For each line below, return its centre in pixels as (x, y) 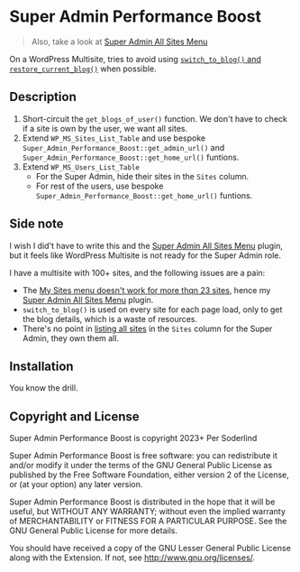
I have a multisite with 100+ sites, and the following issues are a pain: (137, 272)
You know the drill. (44, 388)
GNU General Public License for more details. (94, 530)
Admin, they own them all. (71, 338)
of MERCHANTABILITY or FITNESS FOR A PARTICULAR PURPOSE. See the (148, 521)
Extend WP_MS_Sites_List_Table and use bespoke (114, 138)
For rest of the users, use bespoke (100, 186)
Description (43, 97)
